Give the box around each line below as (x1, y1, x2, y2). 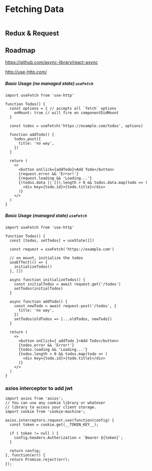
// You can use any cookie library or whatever (5, 400, 106, 406)
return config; (9, 449, 41, 454)
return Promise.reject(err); (9, 457, 70, 462)
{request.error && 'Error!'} (18, 171, 79, 176)
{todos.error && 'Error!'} (18, 343, 75, 348)
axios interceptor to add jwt (5, 385, 73, 392)
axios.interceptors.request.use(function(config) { (5, 418, 114, 423)
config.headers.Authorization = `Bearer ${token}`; (14, 435, 123, 441)
